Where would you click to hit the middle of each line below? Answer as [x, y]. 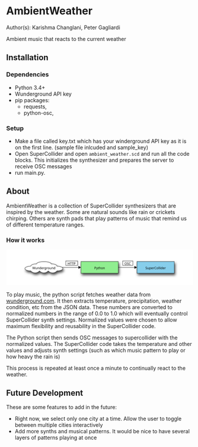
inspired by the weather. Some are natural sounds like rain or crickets [91, 212]
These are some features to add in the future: [62, 407]
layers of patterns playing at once [56, 437]
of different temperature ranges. [45, 225]
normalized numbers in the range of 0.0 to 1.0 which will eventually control [97, 313]
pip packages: [32, 100]
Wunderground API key [43, 94]
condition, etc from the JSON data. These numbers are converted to [90, 307]
